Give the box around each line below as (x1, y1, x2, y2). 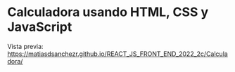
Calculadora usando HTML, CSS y (7, 4, 209, 20)
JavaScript (7, 19, 72, 35)
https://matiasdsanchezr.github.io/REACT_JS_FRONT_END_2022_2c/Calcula (7, 50, 229, 58)
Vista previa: (7, 42, 44, 50)
